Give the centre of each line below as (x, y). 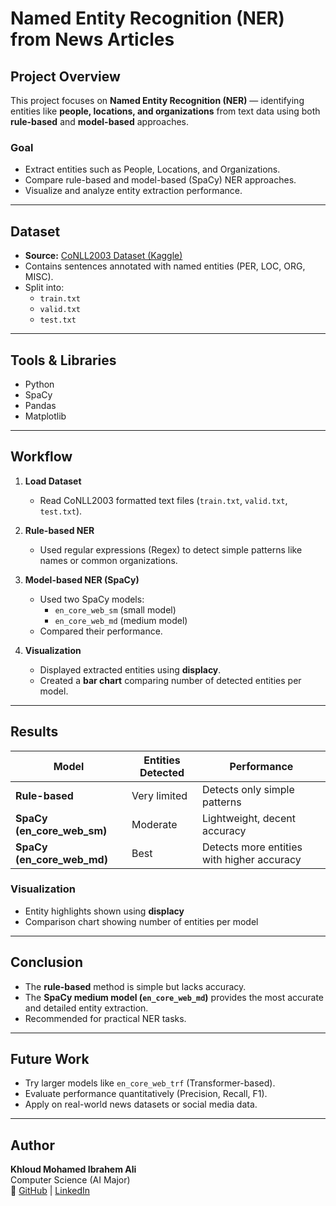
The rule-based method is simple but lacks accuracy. (135, 986)
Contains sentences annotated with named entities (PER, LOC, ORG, (165, 266)
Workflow (41, 457)
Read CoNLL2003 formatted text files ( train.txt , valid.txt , (163, 500)
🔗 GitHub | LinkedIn (50, 1191)
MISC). (39, 277)
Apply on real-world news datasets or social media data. (141, 1104)
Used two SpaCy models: (92, 599)
